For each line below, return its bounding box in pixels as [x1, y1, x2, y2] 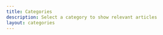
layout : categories [6, 20, 55, 26]
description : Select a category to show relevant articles [6, 14, 158, 20]
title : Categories [6, 8, 52, 15]
